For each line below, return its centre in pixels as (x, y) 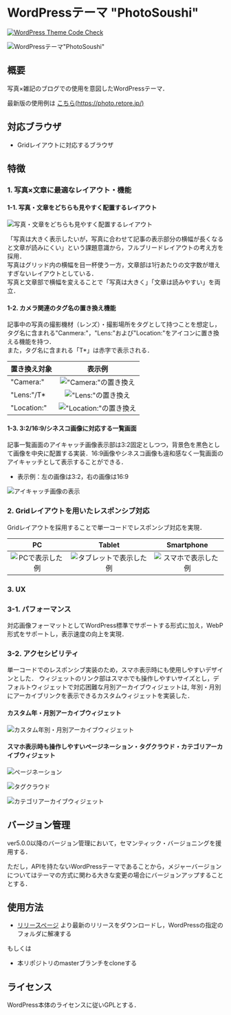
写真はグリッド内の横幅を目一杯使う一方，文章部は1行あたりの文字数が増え (114, 265)
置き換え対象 (32, 369)
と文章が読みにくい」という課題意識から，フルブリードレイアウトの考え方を (115, 248)
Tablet (109, 544)
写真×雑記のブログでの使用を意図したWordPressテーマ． (88, 88)
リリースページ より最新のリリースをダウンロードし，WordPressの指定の (120, 925)
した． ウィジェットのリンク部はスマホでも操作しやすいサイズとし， (116, 678)
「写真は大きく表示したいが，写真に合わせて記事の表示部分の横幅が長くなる (115, 239)
